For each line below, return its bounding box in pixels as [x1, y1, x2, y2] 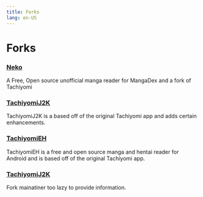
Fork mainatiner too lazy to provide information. [6, 184, 126, 191]
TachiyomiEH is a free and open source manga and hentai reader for [6, 148, 179, 155]
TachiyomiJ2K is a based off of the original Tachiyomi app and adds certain [6, 113, 197, 120]
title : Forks [6, 9, 40, 15]
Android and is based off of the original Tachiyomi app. [6, 154, 145, 162]
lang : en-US [6, 15, 37, 21]
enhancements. [6, 119, 46, 126]
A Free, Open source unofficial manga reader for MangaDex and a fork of [6, 76, 191, 84]
